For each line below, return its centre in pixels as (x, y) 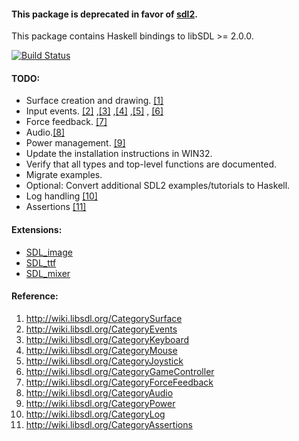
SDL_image (49, 252)
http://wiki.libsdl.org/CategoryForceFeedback (119, 382)
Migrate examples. (64, 175)
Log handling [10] (61, 196)
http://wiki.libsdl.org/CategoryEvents (101, 329)
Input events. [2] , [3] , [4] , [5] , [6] (94, 111)
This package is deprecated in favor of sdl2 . (104, 14)
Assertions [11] (56, 207)
